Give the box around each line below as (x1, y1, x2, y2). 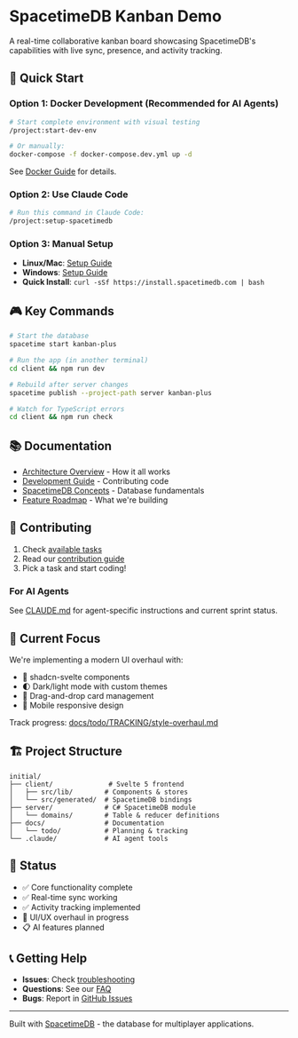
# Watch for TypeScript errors (9, 404, 125, 414)
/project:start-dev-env (9, 126, 98, 135)
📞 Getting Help (9, 951, 87, 966)
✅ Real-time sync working (21, 891, 118, 902)
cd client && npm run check (9, 413, 114, 422)
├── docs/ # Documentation (9, 819, 165, 828)
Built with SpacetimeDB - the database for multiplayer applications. (9, 1018, 255, 1029)
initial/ (9, 772, 42, 780)
